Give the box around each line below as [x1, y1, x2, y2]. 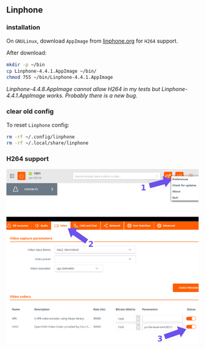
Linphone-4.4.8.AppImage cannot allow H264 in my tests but [6, 86, 160, 93]
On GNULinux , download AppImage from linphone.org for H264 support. [6, 37, 178, 45]
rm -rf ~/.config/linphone [6, 134, 75, 140]
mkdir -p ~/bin [6, 61, 45, 68]
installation [6, 23, 41, 32]
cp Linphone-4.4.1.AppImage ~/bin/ [6, 68, 97, 74]
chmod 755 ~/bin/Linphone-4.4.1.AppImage [6, 75, 113, 81]
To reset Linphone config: [6, 121, 70, 128]
